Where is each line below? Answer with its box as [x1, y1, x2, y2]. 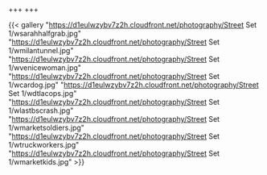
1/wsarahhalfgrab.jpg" [8, 29, 82, 38]
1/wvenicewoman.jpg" [8, 63, 82, 73]
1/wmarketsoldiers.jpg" [8, 123, 84, 132]
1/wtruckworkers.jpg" [8, 140, 80, 149]
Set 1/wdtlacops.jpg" [8, 89, 77, 98]
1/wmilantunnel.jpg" [8, 46, 74, 55]
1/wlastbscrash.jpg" [8, 106, 74, 115]
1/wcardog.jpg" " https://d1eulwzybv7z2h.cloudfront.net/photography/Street [8, 80, 259, 90]
